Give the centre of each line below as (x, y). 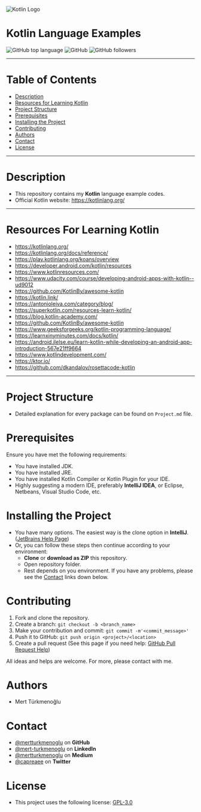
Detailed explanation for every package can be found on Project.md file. (103, 414)
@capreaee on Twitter (43, 762)
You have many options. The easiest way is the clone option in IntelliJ (101, 532)
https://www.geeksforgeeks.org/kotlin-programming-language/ (93, 329)
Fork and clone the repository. (52, 617)
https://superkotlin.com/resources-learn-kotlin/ (73, 310)
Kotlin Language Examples (74, 34)
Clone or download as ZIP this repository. (75, 558)
